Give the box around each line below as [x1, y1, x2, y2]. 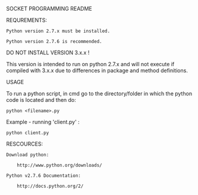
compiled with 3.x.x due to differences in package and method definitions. [6, 67, 188, 74]
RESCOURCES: [6, 140, 43, 147]
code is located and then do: [6, 97, 76, 103]
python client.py [6, 130, 49, 136]
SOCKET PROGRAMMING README [6, 5, 92, 12]
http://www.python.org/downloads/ [17, 162, 102, 168]
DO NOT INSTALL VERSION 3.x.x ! [6, 49, 90, 56]
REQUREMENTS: [6, 17, 48, 23]
